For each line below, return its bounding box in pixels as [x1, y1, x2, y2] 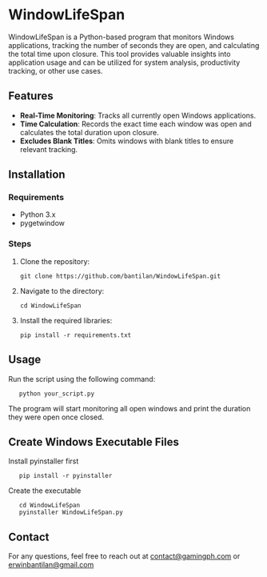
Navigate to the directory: [19, 286, 105, 295]
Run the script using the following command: [8, 374, 156, 383]
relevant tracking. [19, 144, 78, 154]
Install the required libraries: [19, 315, 113, 325]
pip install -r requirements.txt [19, 331, 132, 339]
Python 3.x [19, 210, 56, 219]
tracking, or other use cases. [8, 66, 103, 75]
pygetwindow [19, 218, 66, 228]
